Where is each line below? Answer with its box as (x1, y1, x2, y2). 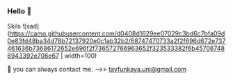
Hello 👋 (7, 6, 32, 16)
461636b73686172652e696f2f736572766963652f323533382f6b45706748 (7, 45, 225, 53)
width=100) (64, 51, 97, 60)
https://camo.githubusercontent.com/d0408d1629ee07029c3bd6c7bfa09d (9, 29, 225, 38)
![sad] (22, 22, 40, 31)
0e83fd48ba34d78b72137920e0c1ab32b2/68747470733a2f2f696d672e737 (7, 37, 226, 45)
